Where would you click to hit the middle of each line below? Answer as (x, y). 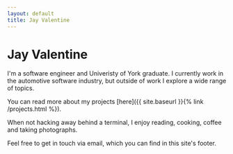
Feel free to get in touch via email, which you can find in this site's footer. (112, 144)
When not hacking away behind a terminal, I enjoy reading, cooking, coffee (114, 123)
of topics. (21, 88)
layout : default (31, 14)
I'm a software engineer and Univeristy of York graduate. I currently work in (115, 74)
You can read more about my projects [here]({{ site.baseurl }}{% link (105, 102)
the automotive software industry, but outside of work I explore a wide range (117, 81)
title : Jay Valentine (39, 20)
